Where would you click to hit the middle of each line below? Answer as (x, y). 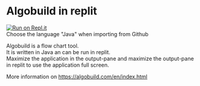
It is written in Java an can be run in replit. (58, 52)
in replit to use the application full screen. (58, 65)
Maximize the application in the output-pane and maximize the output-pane (100, 58)
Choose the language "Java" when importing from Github (78, 34)
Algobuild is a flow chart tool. (43, 46)
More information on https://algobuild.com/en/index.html (77, 76)
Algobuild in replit (52, 11)
